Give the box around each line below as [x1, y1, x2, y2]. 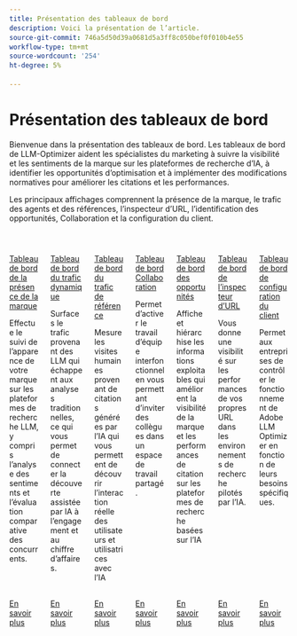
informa [176, 346, 206, 357]
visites [94, 346, 118, 357]
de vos [217, 393, 243, 404]
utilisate [94, 524, 123, 536]
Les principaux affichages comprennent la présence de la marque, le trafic [9, 193, 282, 204]
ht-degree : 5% [9, 61, 62, 70]
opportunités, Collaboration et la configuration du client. [9, 213, 215, 224]
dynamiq [50, 281, 82, 292]
